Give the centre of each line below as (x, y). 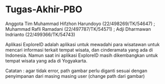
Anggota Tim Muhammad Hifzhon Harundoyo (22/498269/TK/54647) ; (80, 24)
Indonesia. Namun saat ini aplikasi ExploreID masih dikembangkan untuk (81, 55)
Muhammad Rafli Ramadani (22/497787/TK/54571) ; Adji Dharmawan (78, 29)
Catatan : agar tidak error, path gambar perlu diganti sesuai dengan (76, 71)
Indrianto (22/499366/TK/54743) (40, 34)
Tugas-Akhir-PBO (44, 9)
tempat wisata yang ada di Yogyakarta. (46, 60)
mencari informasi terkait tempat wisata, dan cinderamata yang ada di (79, 50)
